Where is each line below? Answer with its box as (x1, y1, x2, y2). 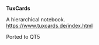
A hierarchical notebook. (6, 16, 66, 22)
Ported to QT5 (6, 33, 40, 40)
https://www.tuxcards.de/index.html (6, 22, 93, 29)
